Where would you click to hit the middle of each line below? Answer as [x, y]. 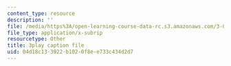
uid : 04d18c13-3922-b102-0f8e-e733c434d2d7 [70, 52]
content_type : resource [41, 13]
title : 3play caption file [46, 45]
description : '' [30, 20]
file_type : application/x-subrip [55, 33]
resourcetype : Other [37, 39]
